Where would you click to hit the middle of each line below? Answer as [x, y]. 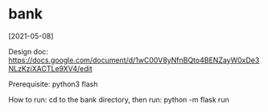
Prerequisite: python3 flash [53, 84]
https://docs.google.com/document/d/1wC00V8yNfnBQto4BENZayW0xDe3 [134, 60]
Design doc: [28, 51]
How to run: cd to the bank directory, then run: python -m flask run [119, 99]
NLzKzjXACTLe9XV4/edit [50, 68]
